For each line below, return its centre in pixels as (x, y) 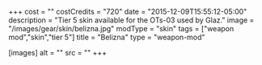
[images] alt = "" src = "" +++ (58, 53)
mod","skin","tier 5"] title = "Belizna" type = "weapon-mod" (107, 37)
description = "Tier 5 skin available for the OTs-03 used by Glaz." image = (131, 20)
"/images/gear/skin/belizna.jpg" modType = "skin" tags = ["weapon (121, 28)
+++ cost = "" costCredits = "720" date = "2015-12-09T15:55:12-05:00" (128, 12)
